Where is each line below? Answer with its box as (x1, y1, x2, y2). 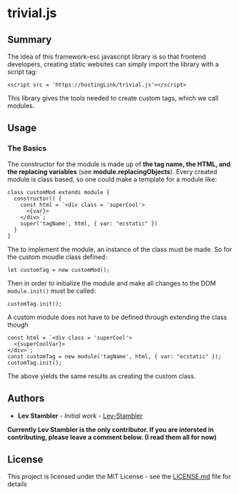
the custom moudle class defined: (7, 252, 107, 261)
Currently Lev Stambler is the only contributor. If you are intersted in (7, 425, 214, 433)
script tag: (7, 68, 38, 76)
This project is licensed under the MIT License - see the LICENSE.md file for (7, 473, 231, 481)
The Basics (7, 143, 47, 153)
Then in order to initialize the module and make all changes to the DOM (7, 278, 216, 287)
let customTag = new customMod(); (7, 266, 111, 273)
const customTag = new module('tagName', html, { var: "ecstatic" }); (7, 353, 222, 360)
